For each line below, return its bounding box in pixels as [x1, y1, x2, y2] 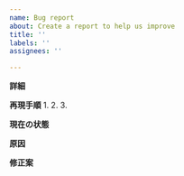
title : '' [9, 30, 47, 39]
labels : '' [9, 38, 51, 48]
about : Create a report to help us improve [9, 22, 176, 31]
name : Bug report [9, 13, 75, 23]
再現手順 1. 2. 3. [9, 100, 68, 111]
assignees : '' [9, 47, 63, 56]
